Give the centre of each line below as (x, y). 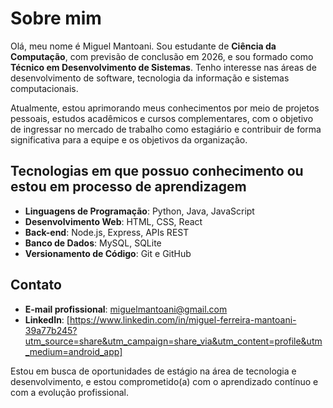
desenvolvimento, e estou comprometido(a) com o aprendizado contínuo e (164, 381)
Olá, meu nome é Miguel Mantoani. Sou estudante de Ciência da (143, 46)
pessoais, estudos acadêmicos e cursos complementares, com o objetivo (162, 118)
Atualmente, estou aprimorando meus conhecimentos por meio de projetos (165, 108)
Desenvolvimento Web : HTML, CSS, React (113, 221)
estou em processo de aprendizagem (128, 187)
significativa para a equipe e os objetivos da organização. (129, 139)
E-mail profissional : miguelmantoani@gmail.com (126, 309)
